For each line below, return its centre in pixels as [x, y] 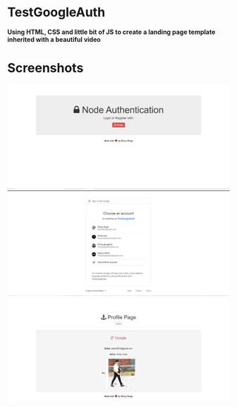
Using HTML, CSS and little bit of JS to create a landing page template [111, 32]
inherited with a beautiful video [54, 39]
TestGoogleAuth [56, 12]
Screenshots [45, 68]
